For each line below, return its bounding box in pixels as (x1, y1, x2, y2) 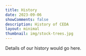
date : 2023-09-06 (5, 12, 42, 17)
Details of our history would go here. (5, 45, 81, 51)
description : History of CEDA (5, 21, 69, 27)
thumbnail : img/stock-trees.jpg (5, 31, 73, 36)
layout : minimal (5, 26, 39, 32)
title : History (5, 7, 37, 13)
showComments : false (5, 17, 49, 22)
